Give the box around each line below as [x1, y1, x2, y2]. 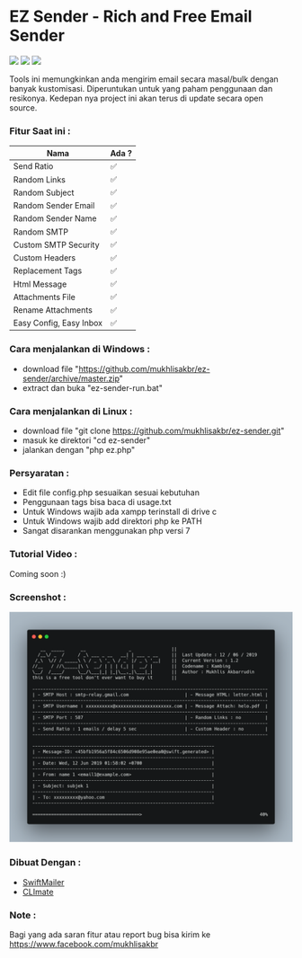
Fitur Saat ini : [9, 124, 71, 137]
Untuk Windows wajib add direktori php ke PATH [22, 516, 202, 527]
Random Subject [13, 187, 75, 198]
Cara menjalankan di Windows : [9, 343, 151, 356]
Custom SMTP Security [13, 239, 101, 250]
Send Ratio [13, 161, 54, 172]
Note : [9, 909, 37, 921]
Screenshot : [9, 590, 67, 603]
